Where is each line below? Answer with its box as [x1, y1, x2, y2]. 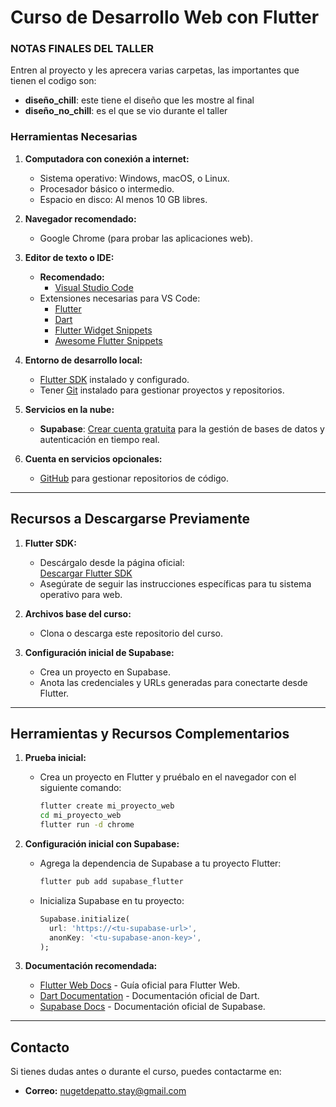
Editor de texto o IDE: [24, 251, 115, 263]
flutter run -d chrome [39, 820, 135, 830]
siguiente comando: [39, 782, 122, 794]
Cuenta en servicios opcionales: [24, 452, 163, 465]
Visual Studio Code [54, 281, 134, 293]
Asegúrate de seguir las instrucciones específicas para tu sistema [39, 577, 312, 590]
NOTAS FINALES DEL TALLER [10, 42, 154, 56]
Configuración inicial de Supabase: [24, 646, 175, 658]
